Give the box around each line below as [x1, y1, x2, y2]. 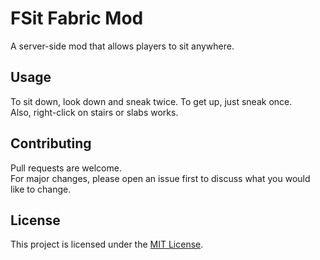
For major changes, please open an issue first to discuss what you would [10, 172, 311, 184]
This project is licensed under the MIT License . [10, 238, 204, 251]
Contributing [10, 135, 92, 152]
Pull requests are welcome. [10, 162, 122, 174]
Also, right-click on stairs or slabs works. [10, 106, 179, 118]
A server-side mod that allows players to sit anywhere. [10, 40, 235, 52]
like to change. [10, 183, 72, 195]
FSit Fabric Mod [10, 7, 144, 30]
